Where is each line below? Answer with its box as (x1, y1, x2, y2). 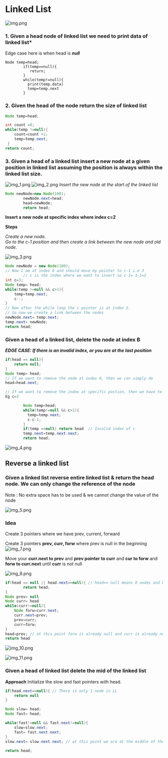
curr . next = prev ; (14, 613, 48, 618)
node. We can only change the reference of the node (5, 481, 135, 488)
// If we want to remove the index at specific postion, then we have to (5, 390, 162, 395)
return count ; (5, 146, 35, 151)
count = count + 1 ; (14, 132, 48, 137)
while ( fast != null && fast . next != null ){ (5, 720, 88, 725)
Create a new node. (5, 234, 46, 240)
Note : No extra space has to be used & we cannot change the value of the (5, 492, 159, 498)
